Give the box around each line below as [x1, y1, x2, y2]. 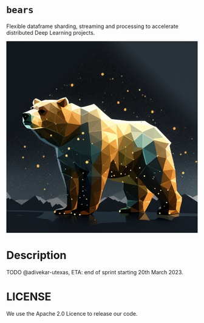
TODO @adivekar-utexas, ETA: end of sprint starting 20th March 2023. [6, 268, 183, 276]
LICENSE [6, 290, 52, 304]
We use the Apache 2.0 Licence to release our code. [6, 310, 138, 317]
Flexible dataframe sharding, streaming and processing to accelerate [6, 23, 179, 30]
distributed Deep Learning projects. [6, 29, 95, 36]
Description [6, 249, 67, 262]
